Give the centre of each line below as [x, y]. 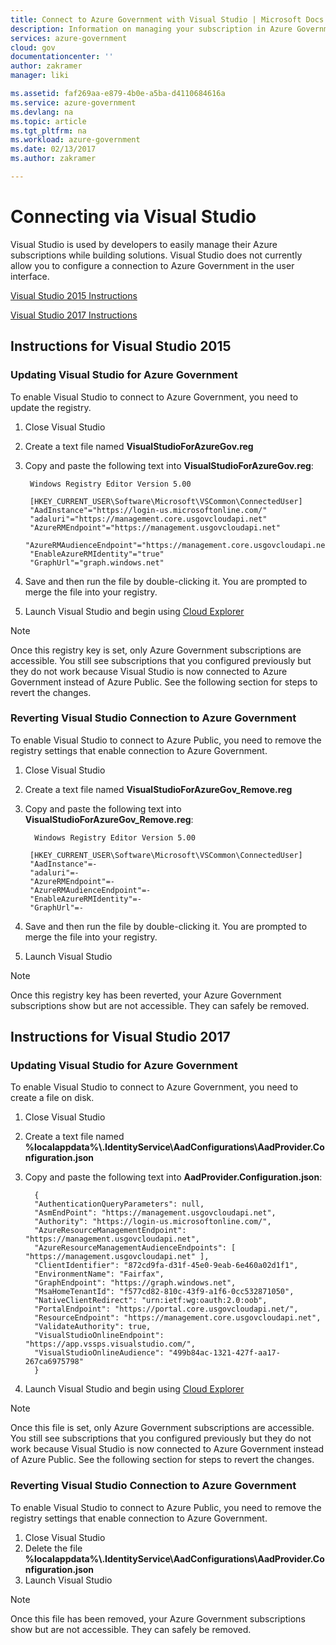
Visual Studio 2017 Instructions [74, 315]
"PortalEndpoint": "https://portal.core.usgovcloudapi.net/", [166, 1309]
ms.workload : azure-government [75, 140]
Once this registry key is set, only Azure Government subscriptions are [156, 650]
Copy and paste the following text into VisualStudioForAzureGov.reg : [169, 465]
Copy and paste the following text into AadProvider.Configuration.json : [173, 1177]
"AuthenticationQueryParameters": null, [119, 1204]
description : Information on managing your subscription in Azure [151, 29]
